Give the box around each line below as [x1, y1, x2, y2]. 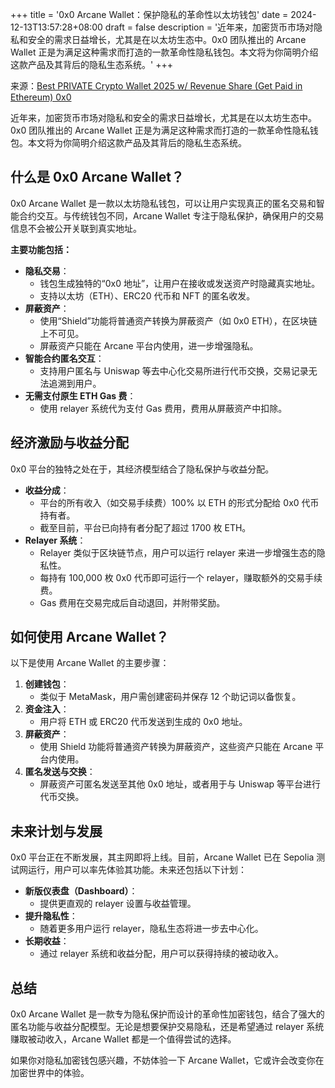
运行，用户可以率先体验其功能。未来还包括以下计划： [27, 864, 247, 876]
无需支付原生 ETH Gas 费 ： [24, 389, 137, 402]
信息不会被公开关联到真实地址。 [10, 222, 142, 234]
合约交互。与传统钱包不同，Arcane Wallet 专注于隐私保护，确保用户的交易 [18, 209, 325, 222]
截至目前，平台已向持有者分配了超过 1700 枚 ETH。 [39, 521, 252, 533]
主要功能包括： [10, 243, 72, 255]
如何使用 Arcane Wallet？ [10, 629, 170, 646]
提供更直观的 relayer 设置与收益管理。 [39, 898, 197, 910]
